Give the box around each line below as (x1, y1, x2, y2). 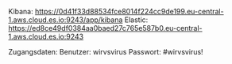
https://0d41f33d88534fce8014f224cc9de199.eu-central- (34, 7, 224, 16)
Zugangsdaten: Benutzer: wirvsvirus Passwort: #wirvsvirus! (8, 47, 204, 56)
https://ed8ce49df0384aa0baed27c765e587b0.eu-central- (8, 24, 203, 32)
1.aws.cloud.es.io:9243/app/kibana (8, 15, 123, 24)
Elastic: (124, 15, 149, 24)
